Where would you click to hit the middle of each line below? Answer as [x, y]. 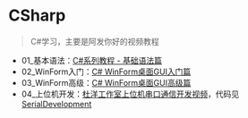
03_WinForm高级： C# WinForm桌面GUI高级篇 [106, 82]
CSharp [37, 16]
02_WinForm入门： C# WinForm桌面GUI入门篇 [106, 72]
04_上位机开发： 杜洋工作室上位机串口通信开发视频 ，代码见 [130, 94]
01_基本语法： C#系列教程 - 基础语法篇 [92, 60]
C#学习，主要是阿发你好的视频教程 [94, 41]
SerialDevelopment [56, 104]
